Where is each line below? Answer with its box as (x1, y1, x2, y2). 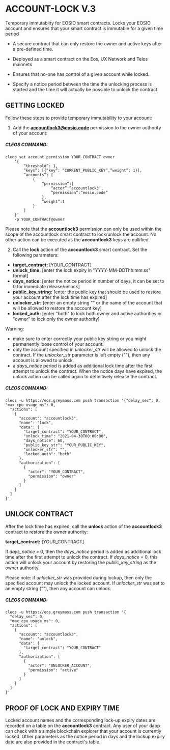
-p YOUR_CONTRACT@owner (14, 217, 65, 222)
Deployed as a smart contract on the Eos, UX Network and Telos (12, 55, 148, 62)
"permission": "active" (27, 668, 79, 673)
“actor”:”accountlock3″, (50, 185, 103, 191)
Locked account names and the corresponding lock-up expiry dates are (5, 717, 156, 724)
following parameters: (12, 252, 59, 258)
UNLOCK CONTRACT (5, 510, 74, 518)
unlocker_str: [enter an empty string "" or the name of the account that (12, 299, 163, 305)
